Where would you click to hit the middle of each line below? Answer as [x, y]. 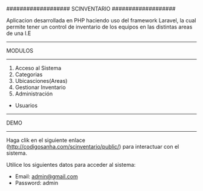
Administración [34, 94]
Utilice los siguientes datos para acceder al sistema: [71, 165]
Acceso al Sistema [38, 68]
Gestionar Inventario [40, 87]
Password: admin [37, 183]
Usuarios [26, 105]
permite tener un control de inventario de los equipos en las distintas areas [99, 27]
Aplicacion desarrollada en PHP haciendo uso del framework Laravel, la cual [101, 20]
